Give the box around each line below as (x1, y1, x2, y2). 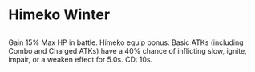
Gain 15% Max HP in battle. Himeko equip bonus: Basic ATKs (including (8, 38, 244, 47)
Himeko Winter (8, 6, 111, 24)
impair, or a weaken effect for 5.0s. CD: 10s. (8, 54, 153, 64)
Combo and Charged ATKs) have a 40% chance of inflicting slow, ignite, (8, 46, 247, 55)
